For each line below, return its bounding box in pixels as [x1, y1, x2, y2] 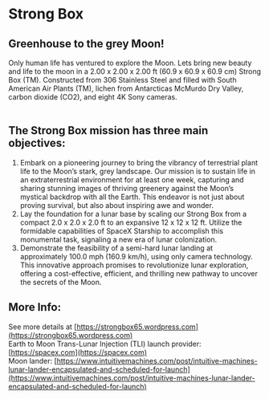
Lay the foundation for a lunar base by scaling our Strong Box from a [19, 209, 247, 218]
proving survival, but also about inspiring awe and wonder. [19, 200, 214, 210]
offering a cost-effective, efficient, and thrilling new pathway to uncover [19, 268, 259, 278]
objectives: [8, 136, 66, 150]
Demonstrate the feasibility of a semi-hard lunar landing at [19, 242, 214, 253]
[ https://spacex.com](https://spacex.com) [8, 347, 147, 357]
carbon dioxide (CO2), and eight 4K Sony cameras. [8, 92, 178, 101]
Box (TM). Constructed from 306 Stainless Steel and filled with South [8, 75, 237, 84]
